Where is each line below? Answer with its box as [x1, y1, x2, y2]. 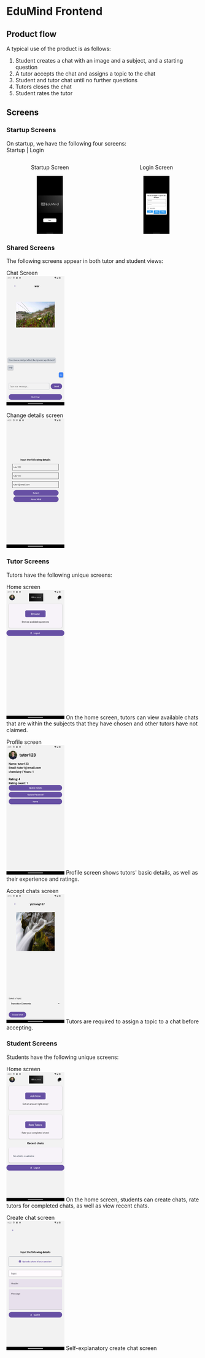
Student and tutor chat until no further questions [15, 77, 138, 84]
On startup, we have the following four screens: [6, 139, 127, 147]
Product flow [6, 29, 57, 39]
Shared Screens [6, 244, 55, 252]
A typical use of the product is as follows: [6, 45, 112, 52]
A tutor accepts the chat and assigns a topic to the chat [15, 70, 156, 77]
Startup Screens [6, 126, 56, 135]
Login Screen [139, 163, 174, 171]
